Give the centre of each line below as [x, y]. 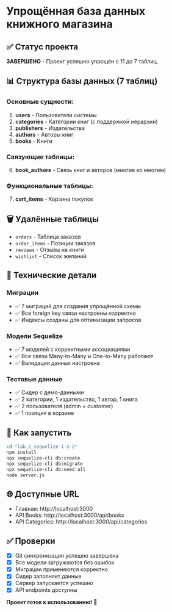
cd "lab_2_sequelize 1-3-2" [42, 447]
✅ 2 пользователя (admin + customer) [64, 406]
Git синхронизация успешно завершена [67, 556]
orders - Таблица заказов [48, 237]
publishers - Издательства [50, 128]
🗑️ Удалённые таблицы [53, 219]
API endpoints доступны [46, 590]
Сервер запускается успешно [54, 583]
